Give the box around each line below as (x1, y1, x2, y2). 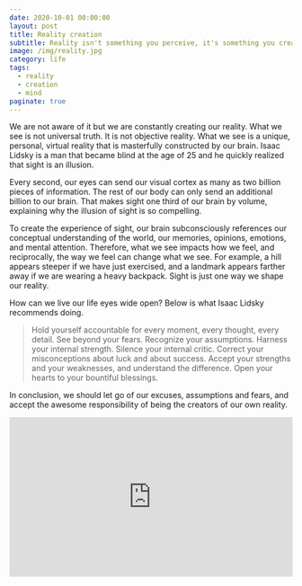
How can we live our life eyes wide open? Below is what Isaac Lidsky (9, 297, 265, 308)
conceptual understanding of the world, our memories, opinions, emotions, (9, 233, 287, 244)
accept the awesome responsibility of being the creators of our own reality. (9, 399, 288, 410)
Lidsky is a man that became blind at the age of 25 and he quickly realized (9, 150, 285, 161)
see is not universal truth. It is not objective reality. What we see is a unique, (9, 131, 290, 142)
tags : (9, 64, 30, 73)
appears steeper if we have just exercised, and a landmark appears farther (9, 262, 286, 272)
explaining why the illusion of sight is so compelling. (9, 206, 202, 217)
